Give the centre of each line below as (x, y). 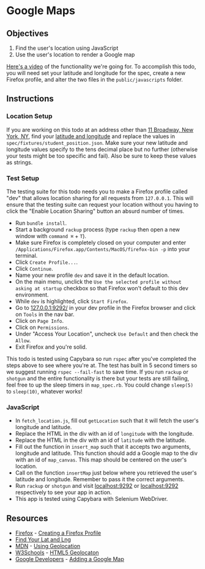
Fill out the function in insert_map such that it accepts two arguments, (103, 447)
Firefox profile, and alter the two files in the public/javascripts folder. (95, 79)
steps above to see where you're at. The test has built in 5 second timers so (102, 365)
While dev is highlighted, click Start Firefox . (72, 301)
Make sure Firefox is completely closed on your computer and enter (101, 242)
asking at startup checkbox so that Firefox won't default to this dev (102, 288)
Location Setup (30, 116)
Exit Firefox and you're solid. (51, 347)
